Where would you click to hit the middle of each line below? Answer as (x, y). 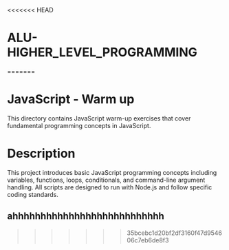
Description (41, 154)
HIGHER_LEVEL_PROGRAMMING (102, 53)
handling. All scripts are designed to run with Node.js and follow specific (110, 187)
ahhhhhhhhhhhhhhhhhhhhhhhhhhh (86, 216)
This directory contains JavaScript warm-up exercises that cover (99, 118)
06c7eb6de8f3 (148, 240)
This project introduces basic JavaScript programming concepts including (112, 172)
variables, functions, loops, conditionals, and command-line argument (106, 180)
